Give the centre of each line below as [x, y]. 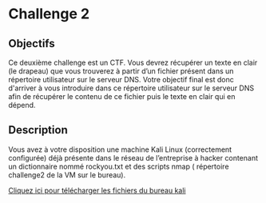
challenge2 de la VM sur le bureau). [67, 175]
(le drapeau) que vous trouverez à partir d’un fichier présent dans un [121, 71]
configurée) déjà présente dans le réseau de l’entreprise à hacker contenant [133, 157]
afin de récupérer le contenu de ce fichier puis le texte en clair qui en [122, 96]
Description [38, 130]
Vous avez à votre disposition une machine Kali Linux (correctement [120, 149]
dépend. [22, 105]
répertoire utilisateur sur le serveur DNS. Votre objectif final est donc [121, 80]
